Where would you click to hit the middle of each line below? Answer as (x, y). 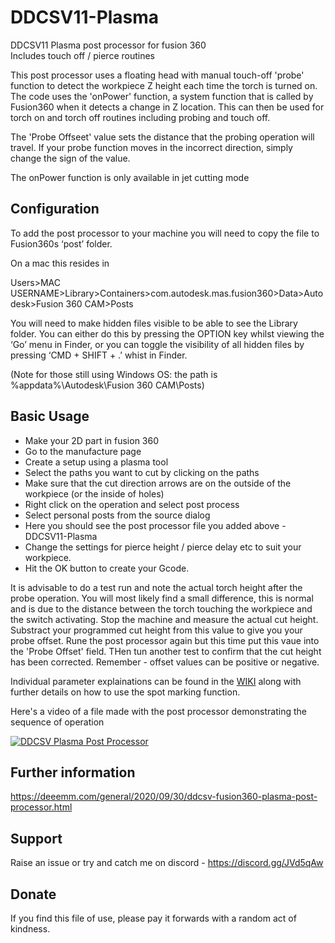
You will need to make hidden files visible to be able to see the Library (154, 323)
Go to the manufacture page (83, 451)
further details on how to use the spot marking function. (125, 692)
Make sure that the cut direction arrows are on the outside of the (158, 483)
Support (36, 838)
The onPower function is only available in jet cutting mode (130, 177)
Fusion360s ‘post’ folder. (61, 243)
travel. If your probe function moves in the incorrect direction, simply (151, 147)
